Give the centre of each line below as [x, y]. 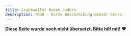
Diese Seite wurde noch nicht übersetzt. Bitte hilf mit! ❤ [66, 28]
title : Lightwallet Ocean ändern [41, 10]
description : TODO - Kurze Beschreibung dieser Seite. [65, 14]
